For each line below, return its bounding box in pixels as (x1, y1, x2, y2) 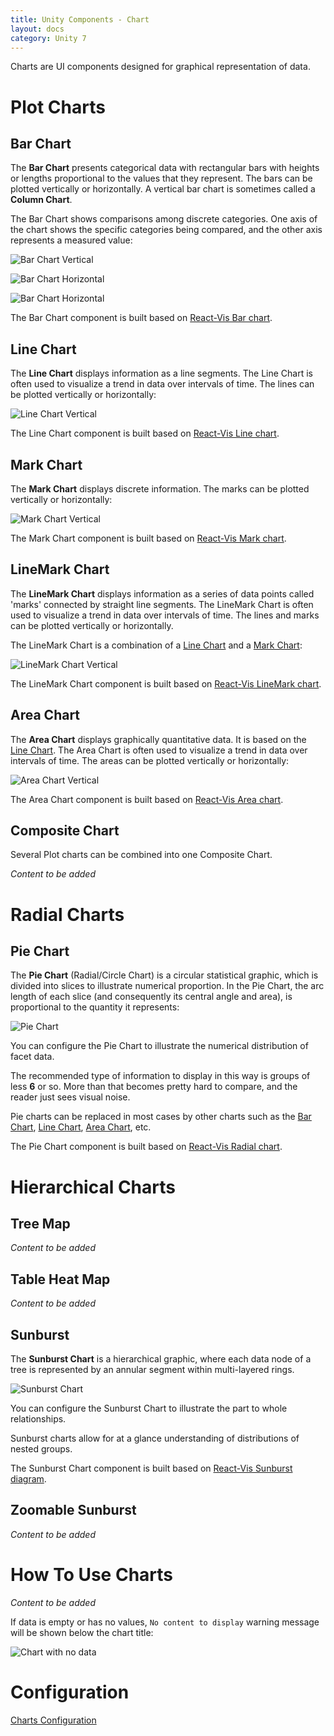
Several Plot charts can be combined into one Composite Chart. (10, 849, 273, 861)
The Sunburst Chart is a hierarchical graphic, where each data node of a (10, 1353, 312, 1365)
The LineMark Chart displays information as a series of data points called (10, 587, 315, 600)
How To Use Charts (10, 1564, 174, 1586)
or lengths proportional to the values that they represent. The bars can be (10, 172, 313, 185)
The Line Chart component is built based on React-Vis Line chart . (10, 427, 280, 440)
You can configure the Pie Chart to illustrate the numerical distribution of (10, 1040, 309, 1052)
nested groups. (10, 1443, 73, 1455)
